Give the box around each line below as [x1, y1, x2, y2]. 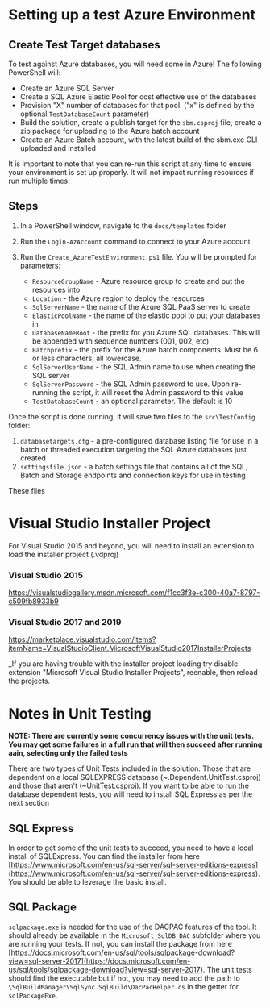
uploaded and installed [19, 144, 97, 152]
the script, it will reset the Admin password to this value [59, 387, 244, 397]
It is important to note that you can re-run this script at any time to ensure [8, 159, 252, 169]
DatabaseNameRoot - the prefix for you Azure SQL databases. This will [31, 327, 260, 337]
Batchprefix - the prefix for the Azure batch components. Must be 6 [31, 344, 259, 354]
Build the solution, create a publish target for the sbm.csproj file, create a [19, 118, 262, 127]
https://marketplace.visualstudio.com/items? [8, 635, 156, 644]
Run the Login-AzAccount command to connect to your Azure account [19, 236, 251, 246]
